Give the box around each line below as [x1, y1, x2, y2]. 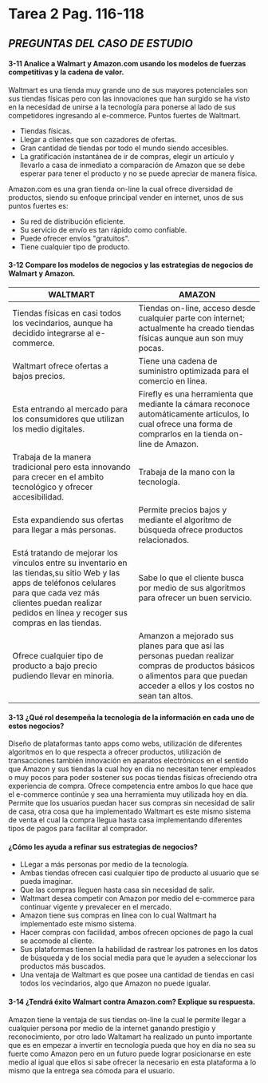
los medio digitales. [12, 423, 85, 434]
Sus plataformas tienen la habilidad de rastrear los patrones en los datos [19, 945, 258, 954]
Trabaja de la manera [12, 451, 92, 462]
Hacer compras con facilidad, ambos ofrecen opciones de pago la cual [19, 928, 254, 938]
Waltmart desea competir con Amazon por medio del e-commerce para [19, 894, 255, 903]
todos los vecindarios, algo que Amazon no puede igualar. [19, 978, 211, 988]
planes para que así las [138, 640, 225, 651]
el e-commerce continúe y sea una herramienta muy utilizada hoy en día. [8, 790, 249, 799]
